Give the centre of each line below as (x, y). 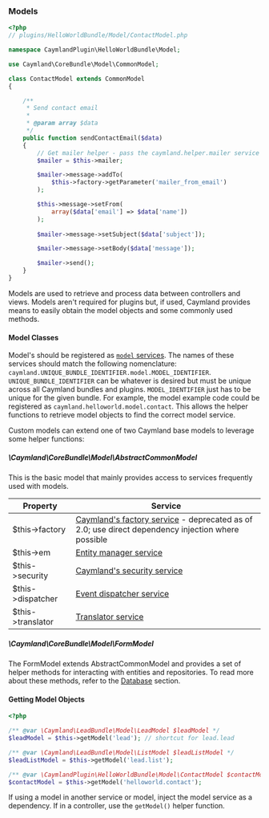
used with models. (39, 486)
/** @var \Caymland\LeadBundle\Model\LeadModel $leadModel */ (114, 731)
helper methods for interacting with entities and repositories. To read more (131, 673)
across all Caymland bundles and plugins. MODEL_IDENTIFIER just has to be (130, 389)
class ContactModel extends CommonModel (77, 79)
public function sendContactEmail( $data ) (92, 138)
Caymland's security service (129, 571)
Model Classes (34, 337)
